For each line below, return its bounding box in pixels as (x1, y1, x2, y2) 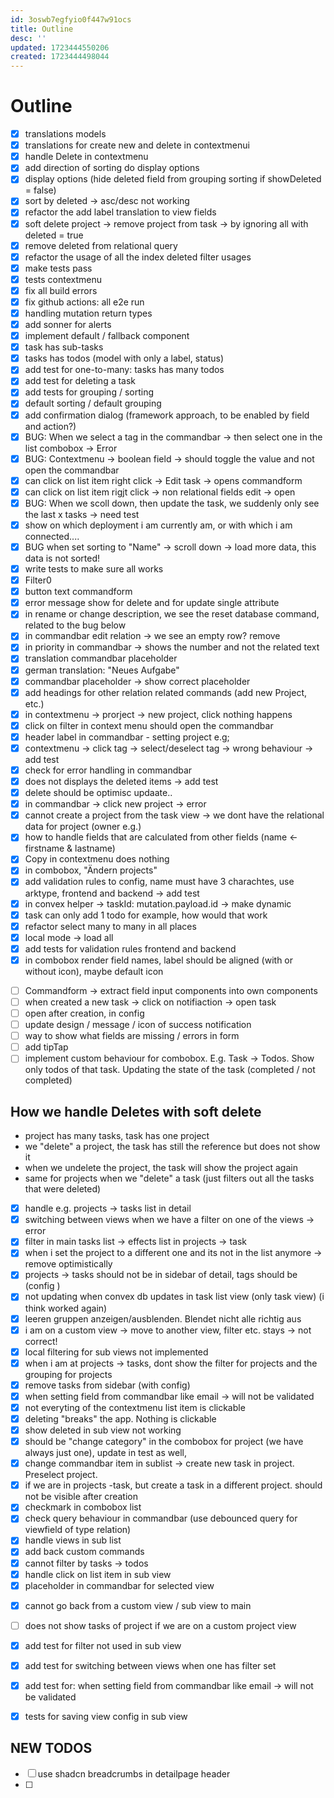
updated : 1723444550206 (10, 42, 110, 53)
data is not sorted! (24, 552, 101, 564)
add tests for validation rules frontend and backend (24, 942, 237, 955)
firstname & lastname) (24, 842, 116, 855)
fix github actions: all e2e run (24, 296, 145, 308)
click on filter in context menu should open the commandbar (24, 719, 274, 731)
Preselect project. (24, 1469, 98, 1481)
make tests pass (24, 262, 93, 274)
